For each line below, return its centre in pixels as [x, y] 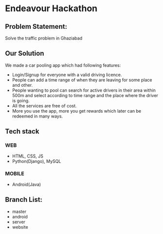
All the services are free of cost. [44, 106]
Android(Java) [27, 184]
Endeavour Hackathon [51, 9]
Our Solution [25, 53]
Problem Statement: [36, 27]
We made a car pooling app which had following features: [63, 65]
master [19, 211]
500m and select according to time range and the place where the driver [85, 95]
